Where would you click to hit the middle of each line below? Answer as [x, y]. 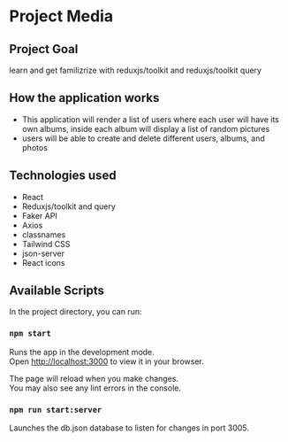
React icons [43, 262]
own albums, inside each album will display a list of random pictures [146, 128]
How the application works [84, 98]
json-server [43, 253]
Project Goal [44, 49]
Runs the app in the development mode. [82, 352]
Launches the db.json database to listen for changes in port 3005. [129, 428]
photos [35, 147]
